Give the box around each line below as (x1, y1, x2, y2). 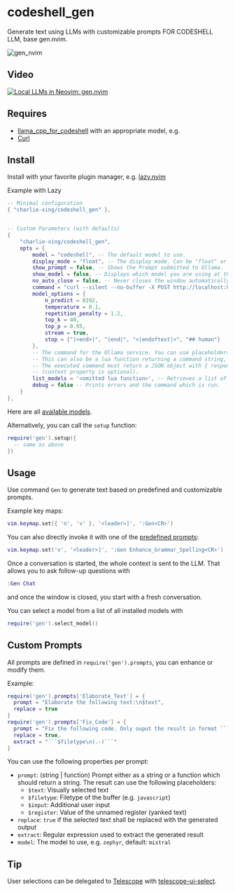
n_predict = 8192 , (44, 297, 99, 304)
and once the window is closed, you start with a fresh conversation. (7, 593, 203, 601)
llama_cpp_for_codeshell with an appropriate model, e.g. (17, 126, 180, 135)
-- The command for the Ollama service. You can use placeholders (32, 349, 230, 356)
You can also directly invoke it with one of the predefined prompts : (7, 533, 199, 541)
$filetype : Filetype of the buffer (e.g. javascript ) (27, 793, 171, 802)
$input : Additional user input (27, 801, 111, 809)
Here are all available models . (7, 407, 92, 416)
